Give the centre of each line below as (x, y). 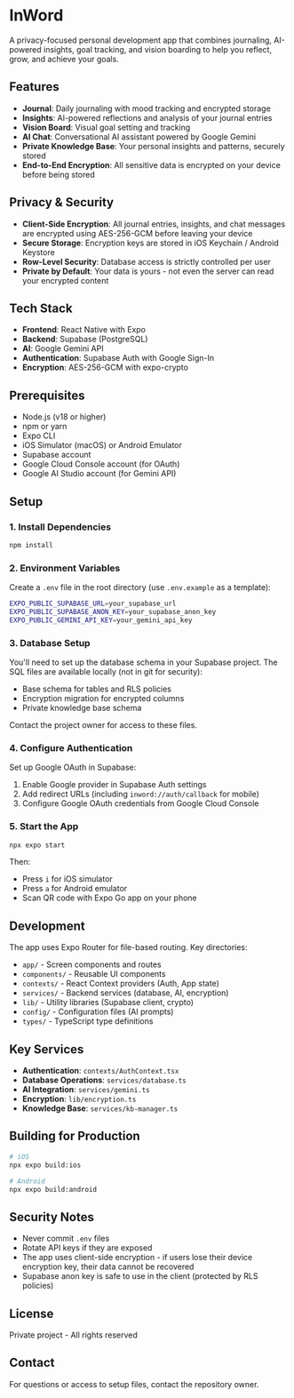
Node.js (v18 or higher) (64, 417)
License (32, 1313)
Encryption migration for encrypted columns (103, 698)
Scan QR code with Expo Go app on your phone (109, 898)
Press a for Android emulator (75, 889)
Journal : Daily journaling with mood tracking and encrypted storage (146, 108)
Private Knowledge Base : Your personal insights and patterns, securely (154, 146)
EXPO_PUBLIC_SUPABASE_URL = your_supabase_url (93, 604)
